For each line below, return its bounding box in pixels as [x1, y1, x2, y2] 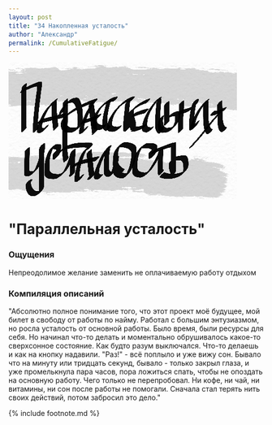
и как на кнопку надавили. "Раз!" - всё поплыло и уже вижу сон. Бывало [8, 349, 261, 359]
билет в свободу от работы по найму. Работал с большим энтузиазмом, [8, 315, 260, 325]
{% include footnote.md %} [8, 409, 100, 418]
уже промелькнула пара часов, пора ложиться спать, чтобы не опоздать [8, 366, 263, 377]
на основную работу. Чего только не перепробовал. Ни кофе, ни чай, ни [8, 375, 260, 385]
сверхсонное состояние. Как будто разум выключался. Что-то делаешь [8, 341, 259, 351]
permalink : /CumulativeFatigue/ [8, 39, 118, 47]
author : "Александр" [8, 30, 79, 38]
